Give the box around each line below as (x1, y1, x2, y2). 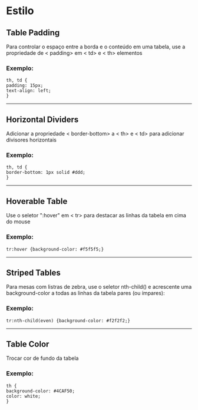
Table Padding (6, 28, 60, 38)
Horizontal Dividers (6, 114, 79, 124)
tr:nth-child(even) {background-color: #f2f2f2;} (6, 318, 131, 323)
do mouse (6, 218, 31, 225)
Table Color (6, 339, 49, 349)
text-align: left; (6, 88, 51, 94)
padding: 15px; (6, 82, 44, 89)
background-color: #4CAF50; (6, 388, 75, 394)
